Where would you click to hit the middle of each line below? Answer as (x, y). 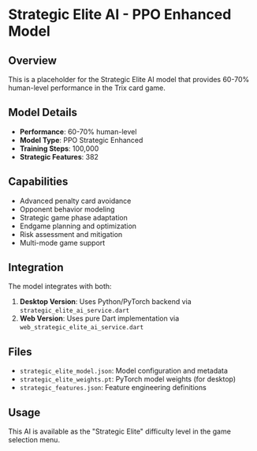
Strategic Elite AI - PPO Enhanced (120, 15)
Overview (33, 60)
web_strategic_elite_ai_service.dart (82, 328)
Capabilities (38, 182)
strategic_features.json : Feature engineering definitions (113, 388)
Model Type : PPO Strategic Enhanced (81, 140)
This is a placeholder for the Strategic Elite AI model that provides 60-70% (129, 79)
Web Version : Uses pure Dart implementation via (99, 318)
